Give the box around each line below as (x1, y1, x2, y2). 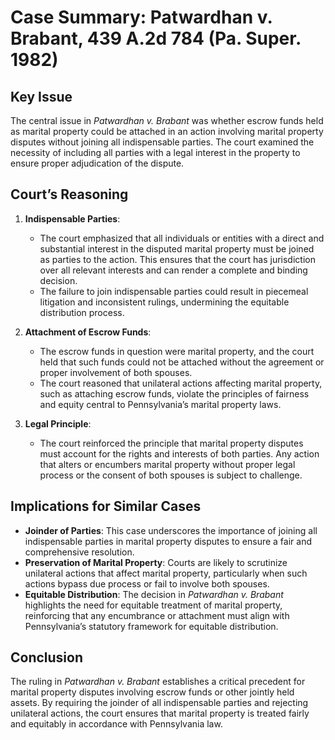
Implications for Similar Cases (10, 498, 202, 515)
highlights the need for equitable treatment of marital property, (24, 599, 283, 611)
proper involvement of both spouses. (39, 366, 193, 378)
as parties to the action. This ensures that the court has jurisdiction (39, 253, 316, 265)
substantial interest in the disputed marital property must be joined (39, 242, 315, 255)
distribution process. (39, 306, 125, 318)
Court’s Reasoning (10, 186, 129, 203)
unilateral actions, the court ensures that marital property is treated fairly (10, 707, 310, 720)
